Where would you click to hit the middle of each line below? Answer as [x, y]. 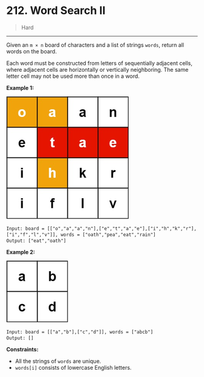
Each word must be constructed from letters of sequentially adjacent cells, [100, 63]
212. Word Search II [56, 11]
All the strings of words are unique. [58, 361]
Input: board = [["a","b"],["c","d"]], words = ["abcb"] [80, 332]
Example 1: [20, 88]
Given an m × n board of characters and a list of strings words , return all [95, 45]
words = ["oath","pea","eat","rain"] [108, 235]
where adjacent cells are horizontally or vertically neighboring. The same [97, 69]
